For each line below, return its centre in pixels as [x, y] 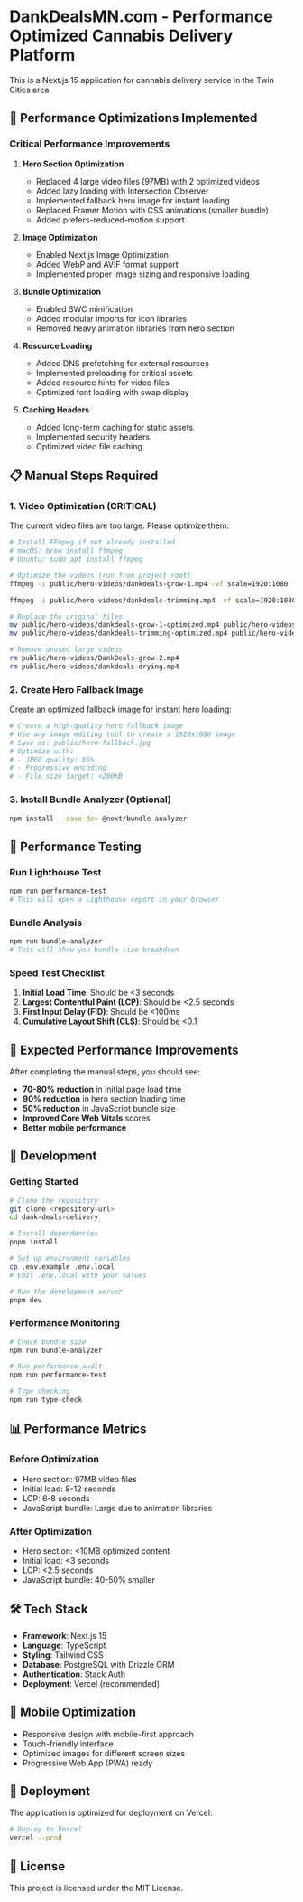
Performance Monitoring [64, 1323]
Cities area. [31, 90]
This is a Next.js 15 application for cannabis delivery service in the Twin [142, 80]
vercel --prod [36, 1838]
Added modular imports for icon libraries [111, 318]
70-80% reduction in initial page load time [102, 1089]
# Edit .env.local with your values [78, 1275]
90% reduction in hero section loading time [104, 1099]
